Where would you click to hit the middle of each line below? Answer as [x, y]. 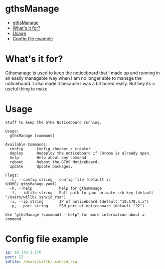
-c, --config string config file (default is [60, 179]
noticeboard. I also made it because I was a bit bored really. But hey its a [80, 83]
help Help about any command [48, 158]
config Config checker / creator [50, 149]
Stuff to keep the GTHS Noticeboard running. [53, 122]
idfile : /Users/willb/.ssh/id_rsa [41, 261]
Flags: [12, 175]
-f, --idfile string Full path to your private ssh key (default [82, 193]
